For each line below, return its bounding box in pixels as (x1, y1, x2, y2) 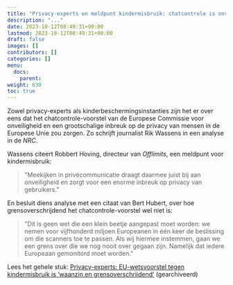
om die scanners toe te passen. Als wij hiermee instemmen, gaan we (24, 234, 221, 243)
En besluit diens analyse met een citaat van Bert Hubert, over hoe (7, 199, 195, 207)
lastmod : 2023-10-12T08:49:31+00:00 (7, 29, 113, 37)
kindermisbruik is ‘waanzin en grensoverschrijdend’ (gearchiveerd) (7, 270, 198, 279)
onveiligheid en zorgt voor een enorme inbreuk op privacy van (24, 178, 202, 186)
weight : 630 (7, 81, 42, 88)
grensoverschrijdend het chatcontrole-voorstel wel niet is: (7, 206, 173, 215)
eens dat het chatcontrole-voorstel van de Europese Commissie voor (7, 114, 205, 122)
